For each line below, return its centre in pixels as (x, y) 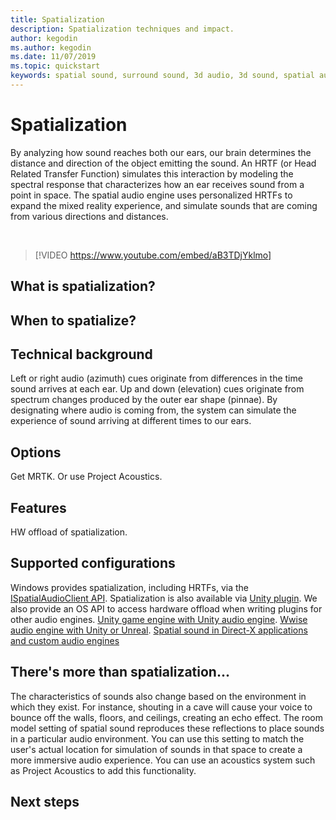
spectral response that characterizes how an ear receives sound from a (157, 184)
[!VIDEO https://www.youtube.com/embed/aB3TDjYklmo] (153, 255)
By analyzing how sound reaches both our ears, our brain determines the (161, 152)
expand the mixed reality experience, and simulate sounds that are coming (164, 205)
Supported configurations (93, 563)
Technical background (81, 354)
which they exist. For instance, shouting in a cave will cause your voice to (161, 707)
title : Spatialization (57, 19)
